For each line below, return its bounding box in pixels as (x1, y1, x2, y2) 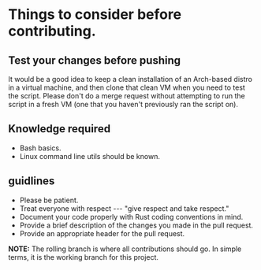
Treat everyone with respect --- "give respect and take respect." (19, 203, 229, 213)
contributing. (8, 22, 96, 40)
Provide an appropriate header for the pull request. (19, 228, 185, 238)
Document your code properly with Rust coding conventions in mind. (19, 212, 244, 221)
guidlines (8, 175, 55, 188)
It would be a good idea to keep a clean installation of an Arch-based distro (8, 75, 252, 83)
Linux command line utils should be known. (19, 151, 160, 161)
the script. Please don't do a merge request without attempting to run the (8, 91, 246, 100)
